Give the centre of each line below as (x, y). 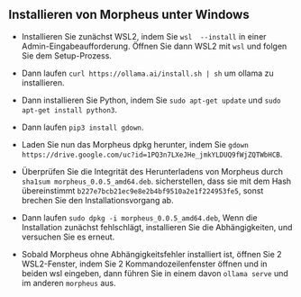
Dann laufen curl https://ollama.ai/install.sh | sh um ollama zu (147, 73)
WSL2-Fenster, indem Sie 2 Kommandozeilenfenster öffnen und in (144, 264)
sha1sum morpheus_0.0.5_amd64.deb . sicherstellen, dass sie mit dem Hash (156, 181)
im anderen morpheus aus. (68, 283)
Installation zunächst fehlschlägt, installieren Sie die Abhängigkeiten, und (157, 227)
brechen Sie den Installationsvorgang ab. (97, 200)
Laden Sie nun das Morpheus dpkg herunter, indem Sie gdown (135, 144)
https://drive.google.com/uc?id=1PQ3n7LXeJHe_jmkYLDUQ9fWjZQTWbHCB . (152, 154)
